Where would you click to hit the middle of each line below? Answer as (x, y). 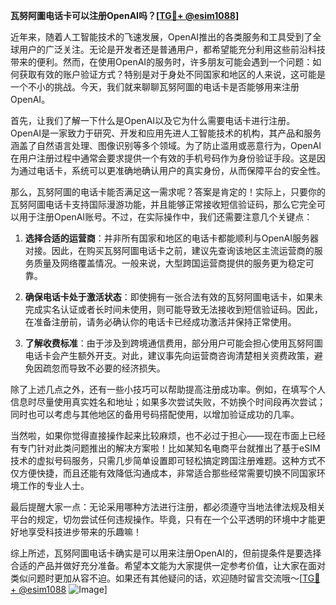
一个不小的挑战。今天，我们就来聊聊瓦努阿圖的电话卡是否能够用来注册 (155, 87)
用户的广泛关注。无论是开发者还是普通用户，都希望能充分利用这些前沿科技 (172, 49)
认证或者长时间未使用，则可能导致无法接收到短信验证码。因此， (191, 309)
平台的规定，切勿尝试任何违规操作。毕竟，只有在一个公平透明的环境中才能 (163, 519)
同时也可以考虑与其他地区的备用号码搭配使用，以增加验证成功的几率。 (155, 414)
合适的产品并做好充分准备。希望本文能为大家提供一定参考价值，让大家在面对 (168, 565)
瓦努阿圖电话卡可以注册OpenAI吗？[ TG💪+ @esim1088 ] (125, 15)
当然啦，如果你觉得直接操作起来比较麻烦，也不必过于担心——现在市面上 (159, 435)
